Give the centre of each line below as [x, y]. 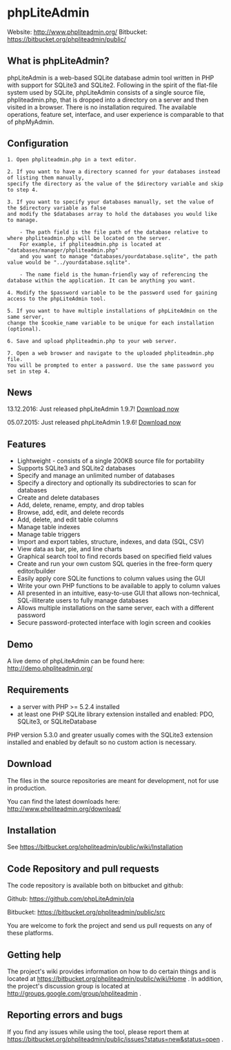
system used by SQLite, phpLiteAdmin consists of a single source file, [106, 92]
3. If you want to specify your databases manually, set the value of [111, 202]
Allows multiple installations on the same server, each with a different [115, 608]
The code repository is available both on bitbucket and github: [96, 885]
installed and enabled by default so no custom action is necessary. [102, 742]
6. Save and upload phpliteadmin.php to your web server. [92, 341]
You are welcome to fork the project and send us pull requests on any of [110, 925]
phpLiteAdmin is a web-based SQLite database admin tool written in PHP [111, 77]
